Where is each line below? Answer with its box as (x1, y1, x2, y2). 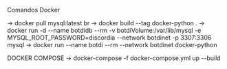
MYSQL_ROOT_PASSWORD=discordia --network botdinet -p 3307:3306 (7, 33, 212, 42)
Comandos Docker (7, 6, 61, 14)
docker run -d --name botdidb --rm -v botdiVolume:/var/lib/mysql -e (7, 27, 202, 34)
